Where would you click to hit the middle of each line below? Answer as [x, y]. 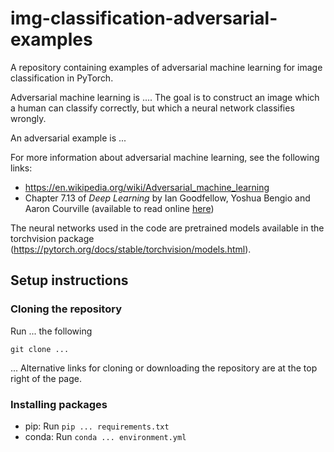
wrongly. [28, 118]
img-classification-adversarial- [144, 18]
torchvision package [52, 238]
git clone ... [40, 349]
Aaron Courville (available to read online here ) [119, 208]
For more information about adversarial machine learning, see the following [165, 157]
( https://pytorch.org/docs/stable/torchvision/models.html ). [131, 249]
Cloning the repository [66, 309]
